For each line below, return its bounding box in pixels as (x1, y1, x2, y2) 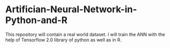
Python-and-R (5, 14, 68, 26)
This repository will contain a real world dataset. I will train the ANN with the (5, 31, 165, 37)
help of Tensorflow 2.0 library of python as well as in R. (5, 37, 122, 43)
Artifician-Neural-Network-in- (5, 4, 137, 15)
